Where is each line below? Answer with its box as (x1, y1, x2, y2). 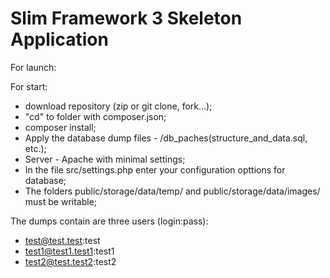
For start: (10, 80, 48, 92)
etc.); (24, 142, 47, 154)
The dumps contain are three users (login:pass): (10, 215, 209, 227)
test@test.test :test (24, 234, 101, 246)
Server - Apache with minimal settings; (24, 153, 186, 165)
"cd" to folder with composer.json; (24, 110, 167, 122)
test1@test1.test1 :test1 (24, 245, 115, 257)
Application (10, 28, 109, 51)
